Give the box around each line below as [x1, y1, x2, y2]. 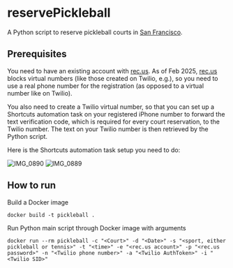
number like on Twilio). [7, 89, 73, 97]
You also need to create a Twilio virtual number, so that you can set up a [7, 103, 215, 111]
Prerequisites [7, 48, 67, 60]
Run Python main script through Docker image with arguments [7, 223, 186, 232]
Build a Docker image [7, 198, 69, 207]
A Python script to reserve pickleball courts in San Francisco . [7, 28, 183, 36]
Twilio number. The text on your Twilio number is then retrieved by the [7, 124, 209, 133]
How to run [7, 179, 57, 191]
